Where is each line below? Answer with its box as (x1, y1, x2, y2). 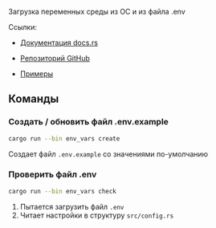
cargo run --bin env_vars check (8, 187, 116, 195)
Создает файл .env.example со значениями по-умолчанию (8, 149, 209, 159)
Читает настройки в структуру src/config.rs (19, 210, 174, 220)
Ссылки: (8, 22, 38, 31)
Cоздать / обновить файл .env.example (8, 116, 169, 128)
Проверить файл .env (8, 169, 97, 180)
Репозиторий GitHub (19, 54, 91, 63)
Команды (8, 92, 59, 106)
